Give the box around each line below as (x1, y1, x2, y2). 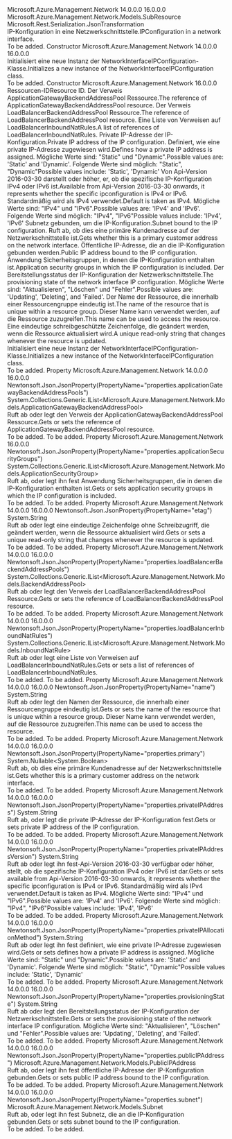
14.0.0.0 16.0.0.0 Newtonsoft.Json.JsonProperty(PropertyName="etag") (7, 506, 213, 514)
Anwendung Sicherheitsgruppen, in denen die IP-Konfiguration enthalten (7, 256, 215, 264)
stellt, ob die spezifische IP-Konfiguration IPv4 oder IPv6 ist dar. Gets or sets (7, 867, 224, 875)
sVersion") (7, 853, 37, 860)
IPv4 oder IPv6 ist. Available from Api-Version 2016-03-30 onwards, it (7, 182, 205, 190)
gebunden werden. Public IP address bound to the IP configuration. (7, 248, 197, 257)
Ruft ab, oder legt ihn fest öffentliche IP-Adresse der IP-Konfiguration (7, 1066, 204, 1074)
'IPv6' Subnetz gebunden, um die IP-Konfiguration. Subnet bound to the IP (7, 219, 218, 227)
